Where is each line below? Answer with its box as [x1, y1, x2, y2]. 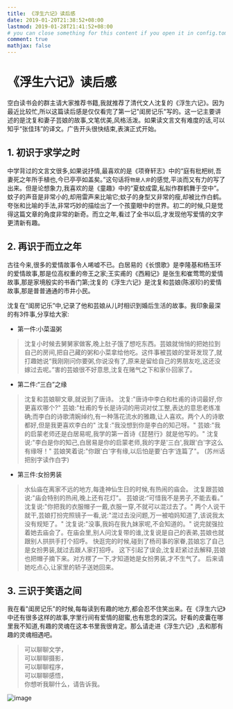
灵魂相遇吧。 [19, 631, 56, 639]
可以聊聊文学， [24, 645, 67, 654]
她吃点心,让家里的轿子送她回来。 [24, 563, 118, 571]
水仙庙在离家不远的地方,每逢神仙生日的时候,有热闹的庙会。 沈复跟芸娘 [24, 484, 224, 493]
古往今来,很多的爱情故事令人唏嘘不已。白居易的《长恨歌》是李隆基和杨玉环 [7, 261, 222, 269]
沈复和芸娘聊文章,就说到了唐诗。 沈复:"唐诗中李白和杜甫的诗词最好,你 [24, 394, 223, 403]
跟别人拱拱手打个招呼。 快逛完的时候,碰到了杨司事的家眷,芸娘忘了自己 [24, 536, 224, 545]
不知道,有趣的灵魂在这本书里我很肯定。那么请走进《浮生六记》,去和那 [19, 622, 218, 631]
